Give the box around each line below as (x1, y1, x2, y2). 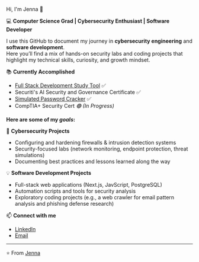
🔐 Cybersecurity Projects (6, 127, 70, 135)
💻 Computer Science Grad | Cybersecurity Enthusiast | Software (6, 18, 170, 24)
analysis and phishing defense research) (14, 200, 114, 207)
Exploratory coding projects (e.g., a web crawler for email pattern (14, 194, 175, 201)
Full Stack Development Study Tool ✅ (14, 82, 107, 89)
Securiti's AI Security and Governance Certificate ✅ (14, 89, 141, 95)
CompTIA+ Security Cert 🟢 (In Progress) (14, 103, 114, 109)
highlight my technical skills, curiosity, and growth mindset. (6, 56, 150, 63)
